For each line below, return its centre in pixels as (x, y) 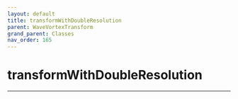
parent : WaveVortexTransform (50, 27)
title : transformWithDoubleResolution (64, 21)
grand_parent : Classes (41, 34)
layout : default (31, 14)
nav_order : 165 (30, 40)
